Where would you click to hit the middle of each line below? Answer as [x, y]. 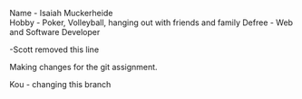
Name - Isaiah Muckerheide [61, 13]
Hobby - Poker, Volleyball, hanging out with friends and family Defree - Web [151, 22]
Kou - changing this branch [60, 84]
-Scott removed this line [54, 49]
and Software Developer [55, 32]
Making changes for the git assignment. [83, 67]
